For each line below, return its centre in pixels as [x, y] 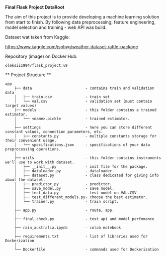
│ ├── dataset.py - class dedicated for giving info [86, 175]
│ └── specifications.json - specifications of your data [82, 145]
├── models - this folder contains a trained [85, 110]
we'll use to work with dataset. [40, 162]
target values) [21, 106]
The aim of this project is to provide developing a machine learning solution [82, 17]
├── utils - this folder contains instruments [88, 158]
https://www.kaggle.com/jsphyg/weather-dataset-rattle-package [72, 47]
